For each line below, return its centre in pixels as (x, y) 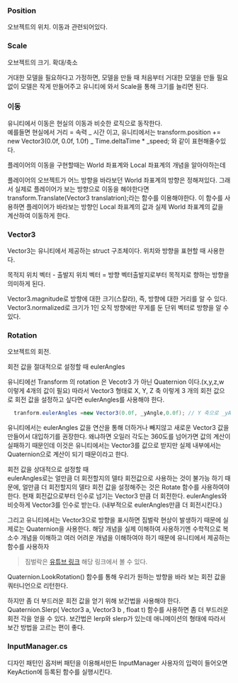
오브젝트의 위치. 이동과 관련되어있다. (57, 27)
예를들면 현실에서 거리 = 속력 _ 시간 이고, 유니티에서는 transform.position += (114, 132)
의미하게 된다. (27, 284)
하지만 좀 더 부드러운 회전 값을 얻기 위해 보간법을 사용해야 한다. (94, 601)
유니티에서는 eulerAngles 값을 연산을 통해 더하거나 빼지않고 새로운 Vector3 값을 (118, 428)
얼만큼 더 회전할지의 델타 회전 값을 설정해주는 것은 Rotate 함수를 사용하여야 (126, 487)
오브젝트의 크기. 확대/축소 (42, 62)
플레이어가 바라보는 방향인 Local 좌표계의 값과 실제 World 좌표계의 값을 (125, 206)
